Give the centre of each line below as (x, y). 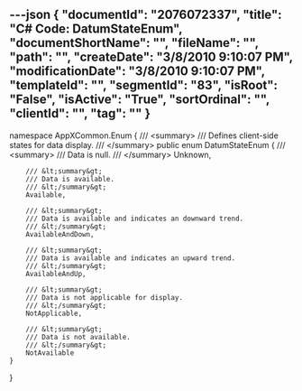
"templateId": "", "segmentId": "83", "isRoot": (143, 85)
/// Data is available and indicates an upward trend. (131, 258)
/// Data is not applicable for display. (104, 297)
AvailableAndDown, (60, 234)
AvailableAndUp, (56, 274)
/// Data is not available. (78, 337)
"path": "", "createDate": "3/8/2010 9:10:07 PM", (151, 57)
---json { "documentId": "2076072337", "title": (146, 15)
